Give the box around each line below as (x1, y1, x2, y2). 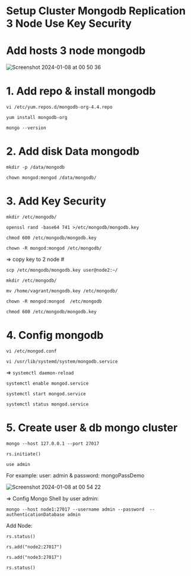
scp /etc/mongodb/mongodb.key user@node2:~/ (6, 267, 118, 273)
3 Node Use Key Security (6, 17, 132, 30)
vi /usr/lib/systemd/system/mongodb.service (6, 358, 118, 364)
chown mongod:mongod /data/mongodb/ (6, 175, 97, 181)
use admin (6, 461, 31, 467)
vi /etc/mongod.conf (6, 348, 58, 354)
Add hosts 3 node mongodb (6, 44, 146, 58)
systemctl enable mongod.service (6, 380, 89, 386)
